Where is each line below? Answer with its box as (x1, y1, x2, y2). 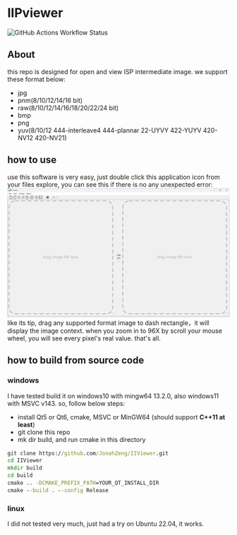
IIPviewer (7, 5, 63, 21)
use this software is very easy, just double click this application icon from (7, 173, 220, 181)
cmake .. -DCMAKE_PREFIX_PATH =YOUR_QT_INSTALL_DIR (7, 479, 159, 487)
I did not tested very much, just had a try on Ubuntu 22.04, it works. (7, 519, 205, 528)
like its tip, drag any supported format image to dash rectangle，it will (7, 319, 209, 327)
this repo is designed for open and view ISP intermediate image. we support (7, 67, 228, 75)
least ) (17, 420, 35, 429)
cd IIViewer (7, 457, 42, 465)
